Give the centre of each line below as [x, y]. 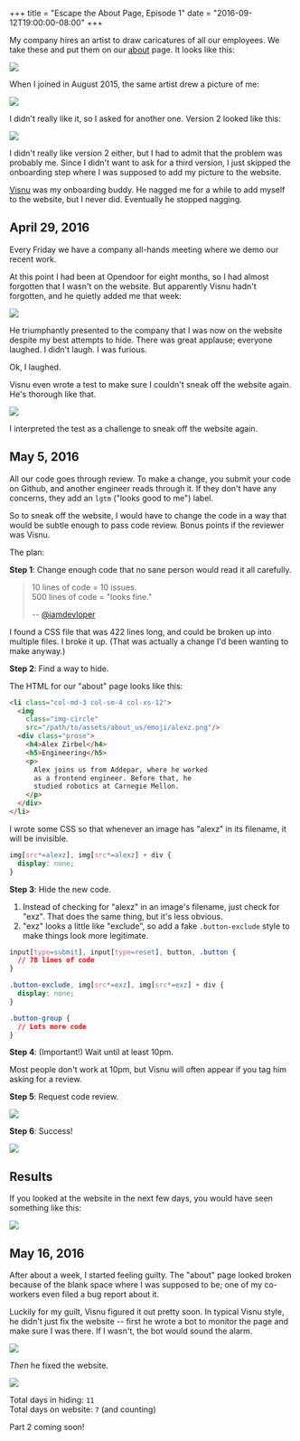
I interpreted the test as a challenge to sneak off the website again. [134, 428]
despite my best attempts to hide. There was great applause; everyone [141, 340]
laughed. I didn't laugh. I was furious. [78, 349]
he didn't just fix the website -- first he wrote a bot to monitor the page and [149, 1321]
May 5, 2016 [44, 457]
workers [25, 1294]
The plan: [27, 552]
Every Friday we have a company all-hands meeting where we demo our [144, 249]
